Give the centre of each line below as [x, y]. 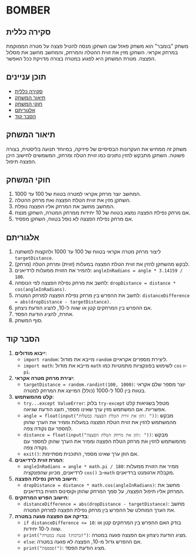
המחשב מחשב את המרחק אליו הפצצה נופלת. [65, 206]
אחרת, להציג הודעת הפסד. [44, 314]
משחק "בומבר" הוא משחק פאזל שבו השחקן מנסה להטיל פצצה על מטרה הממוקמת [97, 46]
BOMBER [28, 10]
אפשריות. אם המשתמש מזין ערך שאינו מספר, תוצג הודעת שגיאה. [94, 409]
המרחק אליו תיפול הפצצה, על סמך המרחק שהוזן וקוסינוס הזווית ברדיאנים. [104, 491]
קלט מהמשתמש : [34, 397]
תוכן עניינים [26, 77]
